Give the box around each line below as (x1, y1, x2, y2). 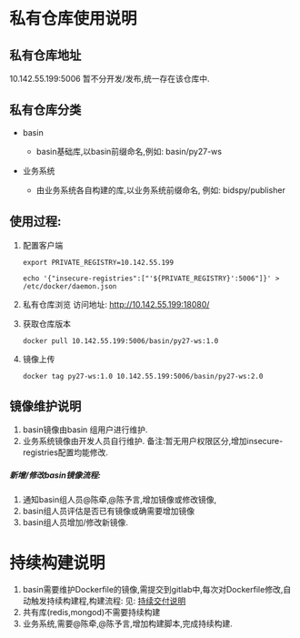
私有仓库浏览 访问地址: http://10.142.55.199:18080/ (22, 299, 210, 309)
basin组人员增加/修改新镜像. (22, 517, 129, 528)
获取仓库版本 (22, 318, 71, 329)
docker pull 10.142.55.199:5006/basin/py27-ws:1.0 (22, 336, 219, 346)
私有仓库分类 (9, 102, 82, 118)
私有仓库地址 (9, 47, 82, 63)
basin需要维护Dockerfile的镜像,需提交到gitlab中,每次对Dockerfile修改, (22, 584, 284, 595)
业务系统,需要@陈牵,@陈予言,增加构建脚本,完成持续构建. (22, 618, 234, 629)
